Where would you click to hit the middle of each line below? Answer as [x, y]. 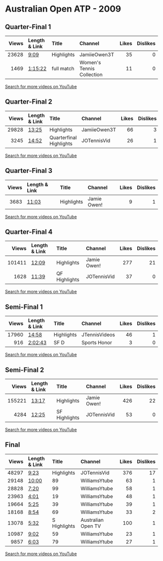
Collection [91, 75]
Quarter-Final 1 [28, 27]
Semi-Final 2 [25, 370]
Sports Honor [97, 343]
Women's [90, 62]
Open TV [91, 526]
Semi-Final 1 [24, 307]
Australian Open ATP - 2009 [63, 9]
